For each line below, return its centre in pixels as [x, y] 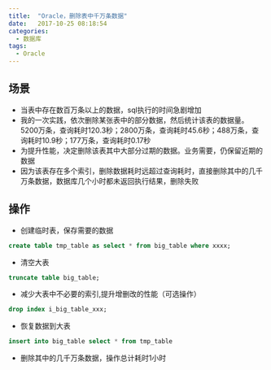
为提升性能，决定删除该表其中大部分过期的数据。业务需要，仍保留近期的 [141, 150]
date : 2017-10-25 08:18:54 [58, 24]
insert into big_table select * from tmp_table [91, 342]
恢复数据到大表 [45, 326]
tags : [17, 46]
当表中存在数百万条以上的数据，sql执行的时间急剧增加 [111, 110]
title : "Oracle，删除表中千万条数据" [68, 16]
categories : [28, 31]
